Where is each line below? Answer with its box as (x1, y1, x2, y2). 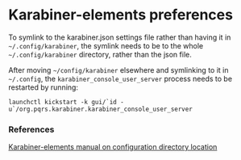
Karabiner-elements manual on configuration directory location (8, 142, 218, 152)
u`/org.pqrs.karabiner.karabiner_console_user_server (8, 105, 193, 113)
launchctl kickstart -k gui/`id (8, 98, 117, 106)
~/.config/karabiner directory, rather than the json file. (8, 49, 192, 59)
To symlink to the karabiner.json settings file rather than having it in (8, 32, 231, 42)
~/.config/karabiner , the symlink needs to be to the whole (8, 40, 204, 50)
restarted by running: (8, 82, 79, 92)
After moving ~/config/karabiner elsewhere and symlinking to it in (8, 65, 229, 74)
